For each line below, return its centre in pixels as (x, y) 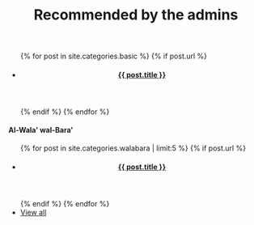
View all (33, 212)
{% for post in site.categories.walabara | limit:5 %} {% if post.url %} (133, 148)
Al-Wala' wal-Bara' (41, 130)
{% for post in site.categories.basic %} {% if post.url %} (114, 56)
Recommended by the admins (136, 15)
